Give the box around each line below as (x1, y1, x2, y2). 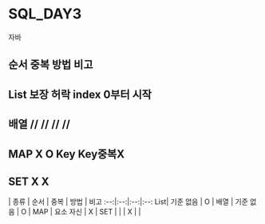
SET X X (8, 174, 49, 188)
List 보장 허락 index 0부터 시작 (8, 87, 152, 101)
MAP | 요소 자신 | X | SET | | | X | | (32, 207, 141, 217)
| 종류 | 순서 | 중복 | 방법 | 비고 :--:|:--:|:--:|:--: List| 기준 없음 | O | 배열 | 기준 (8, 197, 249, 206)
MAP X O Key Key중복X (8, 147, 125, 161)
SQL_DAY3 (8, 5, 82, 23)
